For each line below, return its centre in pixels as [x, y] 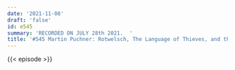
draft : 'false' [29, 20]
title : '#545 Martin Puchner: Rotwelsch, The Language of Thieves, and [114, 40]
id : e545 [20, 26]
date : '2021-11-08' [36, 14]
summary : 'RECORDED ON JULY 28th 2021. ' [70, 33]
